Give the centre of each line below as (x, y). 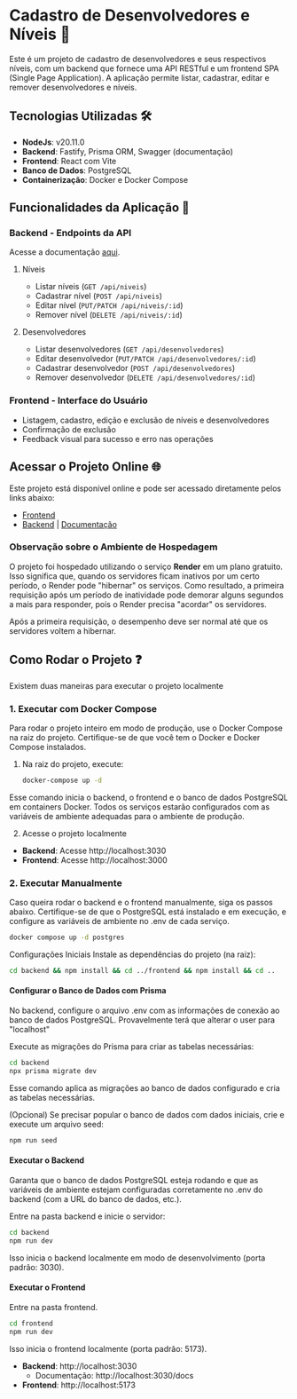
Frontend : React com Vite (69, 161)
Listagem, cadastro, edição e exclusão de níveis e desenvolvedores (145, 420)
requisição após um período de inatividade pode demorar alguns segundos (146, 595)
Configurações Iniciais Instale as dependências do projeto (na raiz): (133, 954)
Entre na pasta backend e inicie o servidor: (87, 1216)
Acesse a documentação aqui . (65, 252)
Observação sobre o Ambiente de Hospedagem (113, 547)
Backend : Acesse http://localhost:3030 (94, 850)
